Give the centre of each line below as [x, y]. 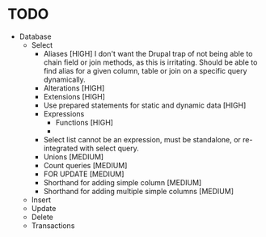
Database [35, 36]
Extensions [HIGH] [74, 96]
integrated [61, 148]
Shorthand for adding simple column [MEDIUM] [122, 182]
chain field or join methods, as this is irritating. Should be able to [150, 62]
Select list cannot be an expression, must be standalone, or [142, 139]
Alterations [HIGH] [74, 88]
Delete [42, 217]
